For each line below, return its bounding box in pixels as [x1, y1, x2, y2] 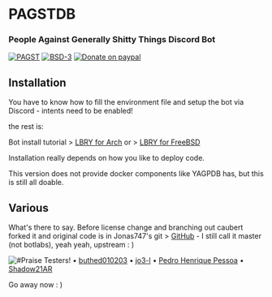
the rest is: [8, 122, 44, 131]
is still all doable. [8, 178, 64, 187]
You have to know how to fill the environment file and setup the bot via [8, 97, 244, 107]
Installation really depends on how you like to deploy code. [8, 153, 205, 163]
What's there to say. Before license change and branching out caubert [8, 222, 244, 232]
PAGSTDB [8, 5, 76, 24]
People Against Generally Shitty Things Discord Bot [8, 34, 216, 45]
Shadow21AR [8, 265, 53, 274]
